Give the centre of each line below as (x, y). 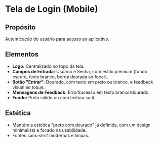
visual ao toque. (28, 87)
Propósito (20, 27)
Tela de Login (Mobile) (52, 9)
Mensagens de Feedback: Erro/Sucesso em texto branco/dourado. (81, 92)
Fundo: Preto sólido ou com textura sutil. (54, 97)
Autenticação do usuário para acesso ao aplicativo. (57, 39)
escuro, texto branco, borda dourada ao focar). (60, 77)
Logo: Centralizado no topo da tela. (48, 66)
